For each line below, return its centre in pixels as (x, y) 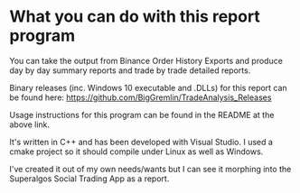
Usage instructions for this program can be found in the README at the (142, 115)
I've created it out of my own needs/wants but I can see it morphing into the (150, 169)
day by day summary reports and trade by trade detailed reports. (130, 70)
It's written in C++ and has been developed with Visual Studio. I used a (141, 142)
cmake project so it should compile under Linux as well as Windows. (136, 152)
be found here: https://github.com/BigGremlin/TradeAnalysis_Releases (141, 97)
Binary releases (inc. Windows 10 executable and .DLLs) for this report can (148, 87)
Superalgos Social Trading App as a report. (89, 179)
